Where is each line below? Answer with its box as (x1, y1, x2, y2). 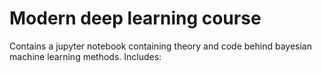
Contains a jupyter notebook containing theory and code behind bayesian (9, 40, 312, 52)
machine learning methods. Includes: (9, 50, 162, 62)
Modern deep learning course (9, 7, 262, 30)
